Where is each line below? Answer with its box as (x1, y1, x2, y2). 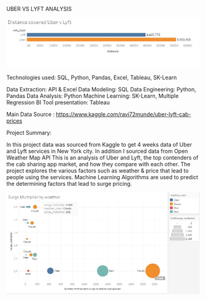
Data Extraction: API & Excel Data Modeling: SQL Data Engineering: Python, (6, 85, 196, 93)
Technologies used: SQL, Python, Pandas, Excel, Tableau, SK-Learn (6, 74, 177, 81)
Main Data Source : (6, 110, 55, 118)
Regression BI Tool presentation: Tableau (6, 98, 110, 106)
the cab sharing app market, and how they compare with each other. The (6, 160, 191, 167)
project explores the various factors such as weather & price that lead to (6, 167, 189, 174)
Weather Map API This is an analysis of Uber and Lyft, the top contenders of (6, 153, 199, 161)
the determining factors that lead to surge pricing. (6, 180, 132, 187)
